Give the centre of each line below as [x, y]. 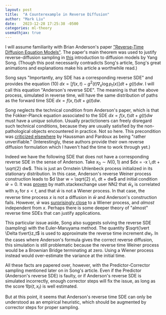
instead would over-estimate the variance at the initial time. [65, 255]
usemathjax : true [23, 33]
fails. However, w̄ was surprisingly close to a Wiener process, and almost [80, 202]
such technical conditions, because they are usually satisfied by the [74, 126]
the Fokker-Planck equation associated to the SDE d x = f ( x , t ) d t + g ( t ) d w [79, 116]
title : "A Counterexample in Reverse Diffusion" [57, 14]
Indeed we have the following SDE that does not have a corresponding [77, 157]
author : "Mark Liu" [25, 19]
